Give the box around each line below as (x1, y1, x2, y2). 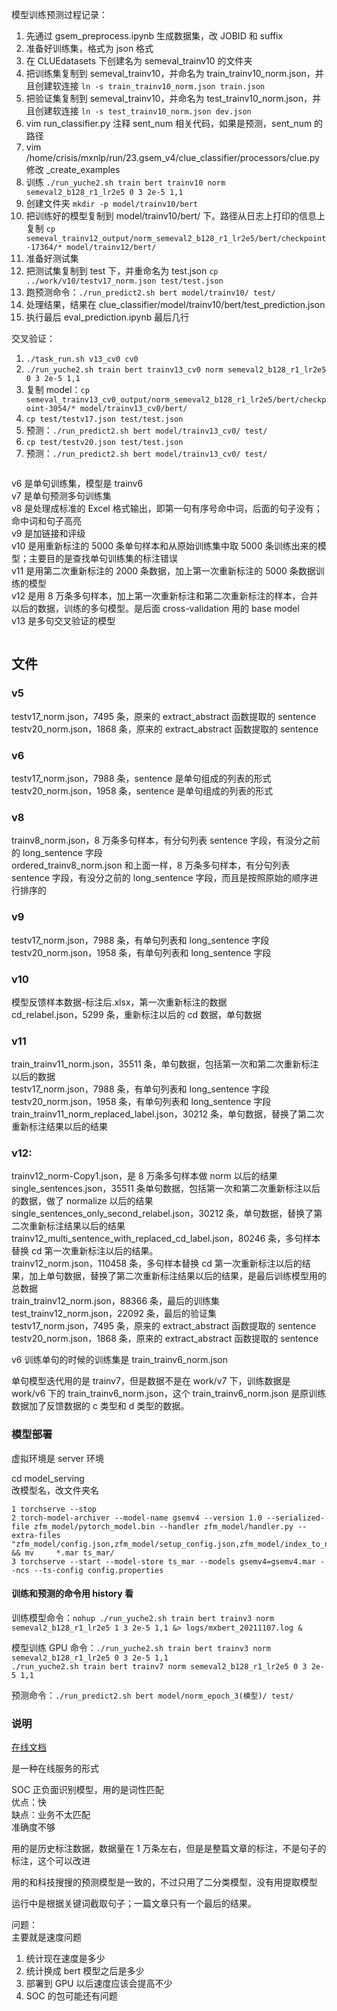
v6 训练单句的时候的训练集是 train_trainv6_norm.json (11, 1354, 229, 1366)
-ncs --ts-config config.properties (11, 1565, 164, 1575)
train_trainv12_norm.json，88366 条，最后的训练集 (11, 1295, 221, 1307)
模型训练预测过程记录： (11, 9, 108, 20)
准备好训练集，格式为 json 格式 (25, 43, 154, 54)
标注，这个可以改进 (11, 1855, 91, 1867)
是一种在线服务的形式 (11, 1763, 99, 1775)
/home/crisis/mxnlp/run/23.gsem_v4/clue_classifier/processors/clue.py (25, 152, 320, 163)
